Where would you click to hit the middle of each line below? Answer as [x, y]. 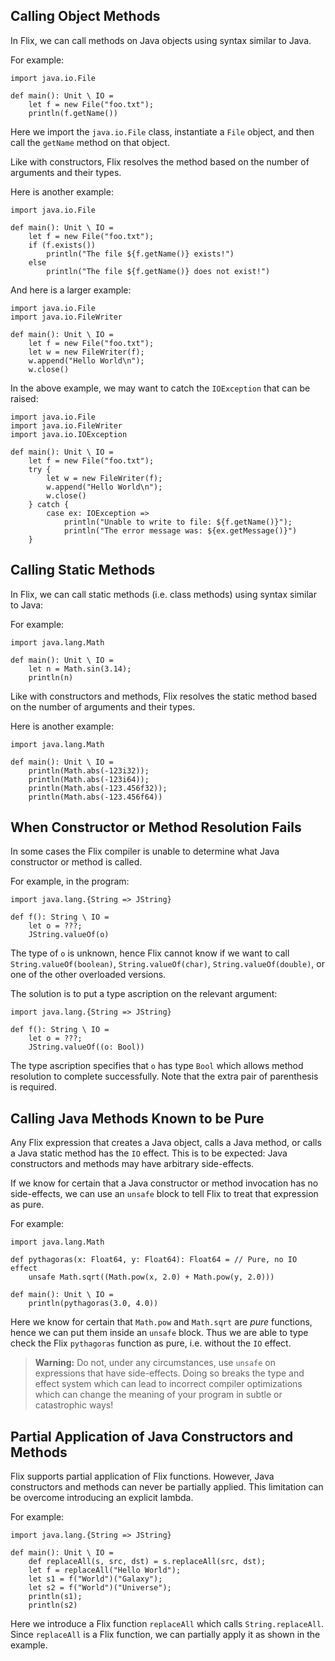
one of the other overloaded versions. [88, 975]
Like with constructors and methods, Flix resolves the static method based [164, 696]
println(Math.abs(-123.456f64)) [95, 797]
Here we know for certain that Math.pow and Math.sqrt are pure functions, [161, 1322]
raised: [24, 398]
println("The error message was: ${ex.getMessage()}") [180, 530]
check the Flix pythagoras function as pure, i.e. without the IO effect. [151, 1343]
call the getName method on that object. [90, 142]
